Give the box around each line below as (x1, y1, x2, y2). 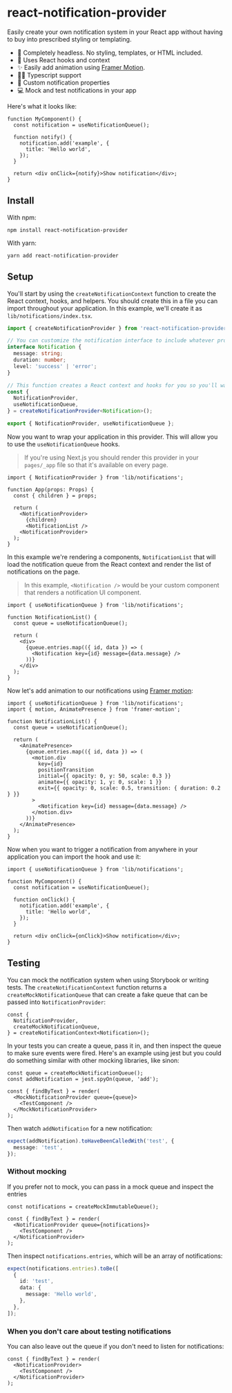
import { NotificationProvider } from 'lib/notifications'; (7, 474, 184, 481)
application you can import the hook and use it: (7, 853, 142, 861)
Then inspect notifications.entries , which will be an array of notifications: (7, 1251, 223, 1260)
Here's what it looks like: (7, 102, 77, 110)
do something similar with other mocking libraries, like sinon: (7, 1056, 180, 1064)
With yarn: (7, 239, 37, 247)
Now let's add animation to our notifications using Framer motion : (7, 686, 193, 695)
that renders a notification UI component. (23, 588, 142, 597)
